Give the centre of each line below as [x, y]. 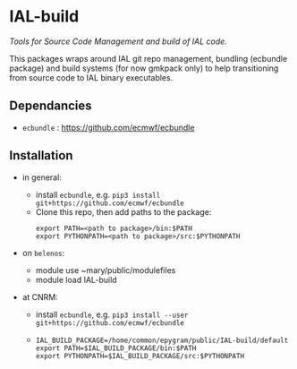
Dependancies [51, 106]
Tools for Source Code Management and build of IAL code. [119, 41]
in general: [42, 177]
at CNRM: [40, 296]
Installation [41, 155]
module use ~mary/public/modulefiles [106, 270]
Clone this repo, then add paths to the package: [123, 211]
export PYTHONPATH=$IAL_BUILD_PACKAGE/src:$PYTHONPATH [140, 356]
